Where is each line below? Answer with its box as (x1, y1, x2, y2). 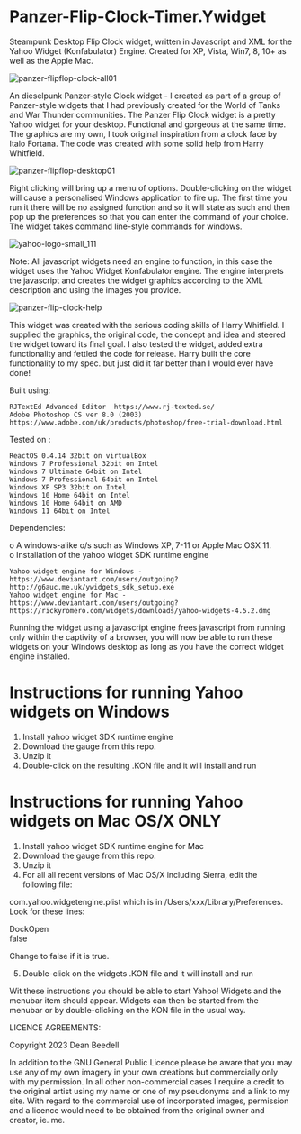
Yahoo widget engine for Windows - (9, 566, 143, 576)
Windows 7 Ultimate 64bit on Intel (9, 467, 143, 476)
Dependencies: (9, 522, 66, 533)
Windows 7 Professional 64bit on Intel (9, 475, 159, 484)
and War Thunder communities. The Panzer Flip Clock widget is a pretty (9, 109, 276, 120)
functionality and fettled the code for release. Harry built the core (9, 348, 252, 359)
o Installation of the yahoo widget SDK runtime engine (9, 549, 209, 560)
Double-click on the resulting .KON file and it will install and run (22, 760, 257, 771)
